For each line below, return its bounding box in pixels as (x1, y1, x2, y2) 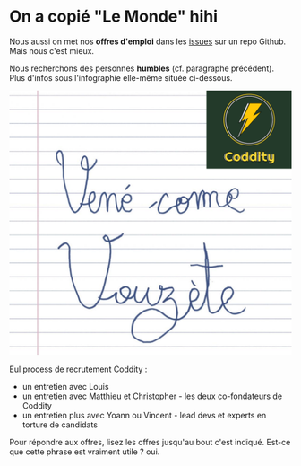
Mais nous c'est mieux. (9, 45, 95, 56)
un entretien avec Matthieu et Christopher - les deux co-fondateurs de (21, 391, 283, 401)
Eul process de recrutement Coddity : (9, 364, 148, 374)
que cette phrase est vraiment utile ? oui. (9, 446, 160, 457)
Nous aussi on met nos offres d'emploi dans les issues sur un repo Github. (9, 36, 287, 47)
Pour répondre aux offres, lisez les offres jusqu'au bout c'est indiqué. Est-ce (9, 437, 291, 448)
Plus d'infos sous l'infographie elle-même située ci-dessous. (9, 72, 233, 83)
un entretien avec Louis (21, 382, 109, 392)
